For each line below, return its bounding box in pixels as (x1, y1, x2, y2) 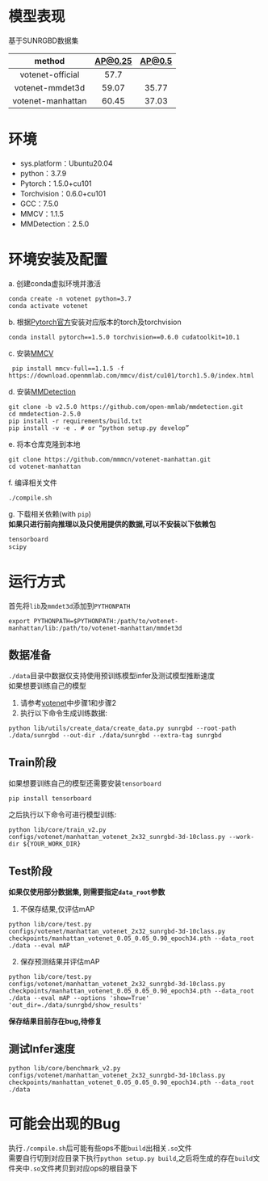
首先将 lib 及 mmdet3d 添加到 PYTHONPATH (8, 601, 131, 610)
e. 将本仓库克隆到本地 (8, 439, 81, 449)
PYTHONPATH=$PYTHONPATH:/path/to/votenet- (33, 617, 179, 625)
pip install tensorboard (8, 795, 92, 803)
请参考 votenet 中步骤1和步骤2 (19, 698, 117, 708)
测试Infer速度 (8, 1042, 75, 1056)
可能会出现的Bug (8, 1115, 121, 1132)
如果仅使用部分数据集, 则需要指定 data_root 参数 (8, 887, 165, 896)
